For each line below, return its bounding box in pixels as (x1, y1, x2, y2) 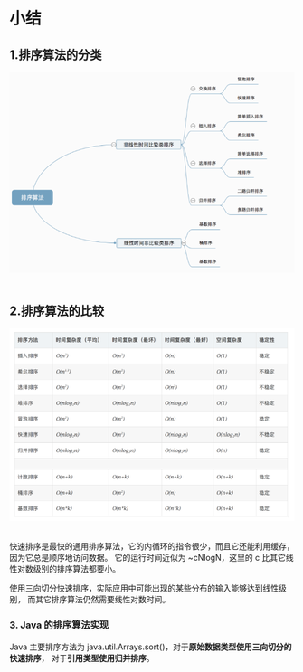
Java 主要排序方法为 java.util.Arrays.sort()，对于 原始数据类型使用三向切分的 (9, 641, 292, 652)
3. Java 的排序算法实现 (9, 619, 109, 631)
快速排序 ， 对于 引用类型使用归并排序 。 (9, 652, 155, 663)
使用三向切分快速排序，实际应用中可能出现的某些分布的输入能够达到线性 (9, 582, 279, 593)
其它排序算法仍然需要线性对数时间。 (34, 594, 170, 605)
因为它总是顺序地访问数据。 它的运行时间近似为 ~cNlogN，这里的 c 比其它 (9, 553, 287, 563)
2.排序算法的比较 (9, 303, 105, 318)
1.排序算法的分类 (9, 47, 102, 62)
